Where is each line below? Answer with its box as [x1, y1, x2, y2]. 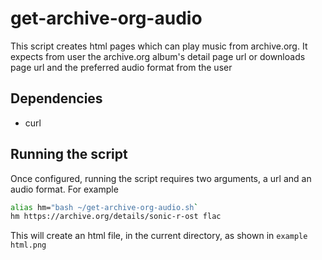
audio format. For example [10, 183, 119, 195]
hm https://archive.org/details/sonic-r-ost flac [10, 212, 222, 222]
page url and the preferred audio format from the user [10, 61, 233, 73]
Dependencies [10, 90, 103, 107]
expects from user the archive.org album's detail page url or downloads [10, 50, 306, 62]
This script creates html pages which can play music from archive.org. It [10, 40, 308, 52]
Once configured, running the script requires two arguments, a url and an [10, 172, 312, 184]
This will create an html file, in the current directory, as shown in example [10, 230, 308, 242]
